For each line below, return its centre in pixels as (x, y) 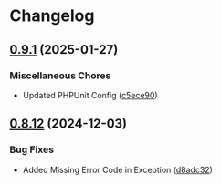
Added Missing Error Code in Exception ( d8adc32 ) (117, 169)
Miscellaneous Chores (60, 76)
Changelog (52, 16)
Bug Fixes (32, 149)
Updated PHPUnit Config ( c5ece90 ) (90, 95)
